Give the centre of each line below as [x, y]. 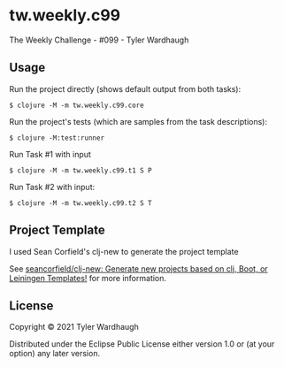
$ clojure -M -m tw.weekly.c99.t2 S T [81, 203]
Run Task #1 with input [50, 154]
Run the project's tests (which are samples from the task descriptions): [138, 121]
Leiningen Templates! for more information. [88, 278]
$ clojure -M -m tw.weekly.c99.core [77, 105]
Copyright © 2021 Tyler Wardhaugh [74, 327]
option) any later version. [54, 354]
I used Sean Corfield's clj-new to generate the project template [124, 251]
